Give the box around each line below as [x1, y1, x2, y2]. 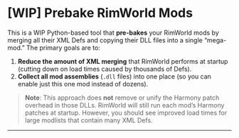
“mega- [203, 35, 227, 44]
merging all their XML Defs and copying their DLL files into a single [7, 35, 203, 44]
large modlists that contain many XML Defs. [24, 115, 153, 125]
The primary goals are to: [26, 43, 101, 52]
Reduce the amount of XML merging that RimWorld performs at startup [17, 57, 228, 65]
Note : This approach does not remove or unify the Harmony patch [24, 93, 220, 102]
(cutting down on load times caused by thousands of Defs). [17, 64, 192, 73]
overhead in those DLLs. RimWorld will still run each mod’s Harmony [24, 100, 225, 109]
